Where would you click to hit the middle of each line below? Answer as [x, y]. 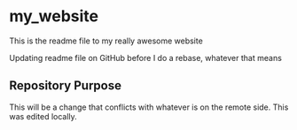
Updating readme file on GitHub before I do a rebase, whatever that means [145, 57]
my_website [54, 16]
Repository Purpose [66, 86]
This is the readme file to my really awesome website [106, 41]
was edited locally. [43, 116]
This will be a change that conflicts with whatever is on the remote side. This [149, 107]
